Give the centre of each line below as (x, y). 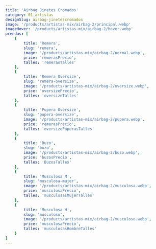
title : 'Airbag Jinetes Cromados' (42, 10)
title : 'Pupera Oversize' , (52, 110)
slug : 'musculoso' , (44, 214)
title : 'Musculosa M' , (48, 176)
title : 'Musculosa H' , (48, 210)
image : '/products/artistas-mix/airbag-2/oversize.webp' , (86, 86)
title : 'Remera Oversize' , (52, 77)
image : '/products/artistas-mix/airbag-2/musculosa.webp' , (88, 186)
